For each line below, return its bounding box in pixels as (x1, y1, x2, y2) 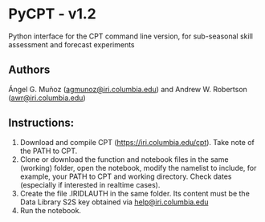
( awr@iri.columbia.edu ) (8, 93, 86, 103)
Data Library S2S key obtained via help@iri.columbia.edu (19, 197, 209, 207)
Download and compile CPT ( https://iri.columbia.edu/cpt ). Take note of (19, 137, 255, 147)
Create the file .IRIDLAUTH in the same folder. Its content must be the (19, 188, 251, 198)
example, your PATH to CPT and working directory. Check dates (19, 172, 232, 181)
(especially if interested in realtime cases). (19, 180, 161, 189)
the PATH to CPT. (19, 146, 78, 155)
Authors (8, 63, 51, 77)
